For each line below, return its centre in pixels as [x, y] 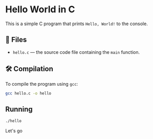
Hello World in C [40, 9]
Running [19, 109]
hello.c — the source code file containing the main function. [76, 52]
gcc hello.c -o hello [28, 93]
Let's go [14, 131]
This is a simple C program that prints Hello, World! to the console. [77, 24]
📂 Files [16, 40]
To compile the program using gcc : [42, 84]
